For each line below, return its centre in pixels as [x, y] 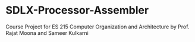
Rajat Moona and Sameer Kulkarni [47, 33]
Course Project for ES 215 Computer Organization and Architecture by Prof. [97, 27]
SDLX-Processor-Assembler [77, 10]
